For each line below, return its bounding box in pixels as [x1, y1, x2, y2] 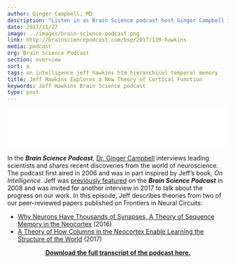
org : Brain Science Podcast [7, 50, 90, 57]
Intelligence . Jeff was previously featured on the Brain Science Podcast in [7, 177, 223, 185]
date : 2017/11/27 [7, 23, 58, 30]
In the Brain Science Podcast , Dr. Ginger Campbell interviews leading [7, 154, 209, 163]
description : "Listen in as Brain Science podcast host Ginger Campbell [7, 17, 225, 24]
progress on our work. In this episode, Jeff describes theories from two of [7, 191, 222, 200]
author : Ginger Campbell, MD [7, 10, 93, 18]
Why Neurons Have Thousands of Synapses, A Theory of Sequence [17, 213, 215, 221]
